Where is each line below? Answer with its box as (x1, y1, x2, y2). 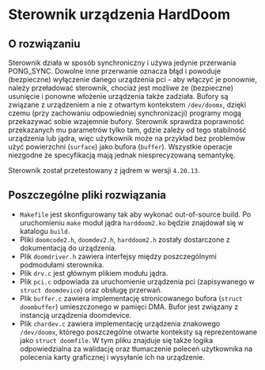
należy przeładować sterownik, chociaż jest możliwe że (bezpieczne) (8, 83, 234, 92)
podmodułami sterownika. (19, 259, 104, 270)
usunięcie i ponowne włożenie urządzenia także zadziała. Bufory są (8, 92, 229, 100)
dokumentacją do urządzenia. (19, 243, 117, 252)
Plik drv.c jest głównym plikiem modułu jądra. (19, 268, 168, 277)
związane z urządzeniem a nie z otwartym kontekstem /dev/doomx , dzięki (8, 100, 247, 109)
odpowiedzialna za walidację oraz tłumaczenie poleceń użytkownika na (19, 344, 253, 353)
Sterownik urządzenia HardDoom (8, 6, 231, 24)
